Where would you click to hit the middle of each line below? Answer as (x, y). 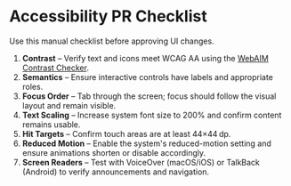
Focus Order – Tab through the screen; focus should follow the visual (149, 96)
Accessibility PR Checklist (108, 16)
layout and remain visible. (69, 105)
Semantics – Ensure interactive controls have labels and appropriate (148, 77)
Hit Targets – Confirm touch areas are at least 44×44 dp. (126, 133)
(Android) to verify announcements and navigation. (116, 172)
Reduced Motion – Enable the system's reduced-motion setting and (146, 143)
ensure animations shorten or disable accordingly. (114, 152)
